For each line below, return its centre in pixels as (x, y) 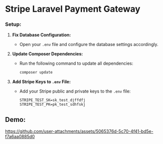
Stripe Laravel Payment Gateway (73, 9)
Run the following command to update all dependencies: (76, 63)
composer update (36, 72)
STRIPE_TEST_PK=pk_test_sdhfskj (52, 105)
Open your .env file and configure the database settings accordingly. (89, 45)
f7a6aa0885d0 (20, 137)
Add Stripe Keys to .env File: (41, 82)
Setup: (13, 24)
